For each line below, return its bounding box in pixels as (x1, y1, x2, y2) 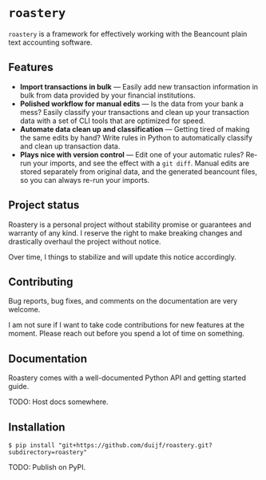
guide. (8, 382, 30, 391)
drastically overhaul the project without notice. (8, 236, 161, 246)
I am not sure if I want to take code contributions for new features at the (8, 320, 245, 330)
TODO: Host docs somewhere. (8, 397, 109, 407)
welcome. (8, 305, 41, 315)
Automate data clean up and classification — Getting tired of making (19, 124, 250, 133)
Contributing (8, 275, 73, 288)
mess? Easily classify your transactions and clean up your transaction (19, 107, 250, 117)
